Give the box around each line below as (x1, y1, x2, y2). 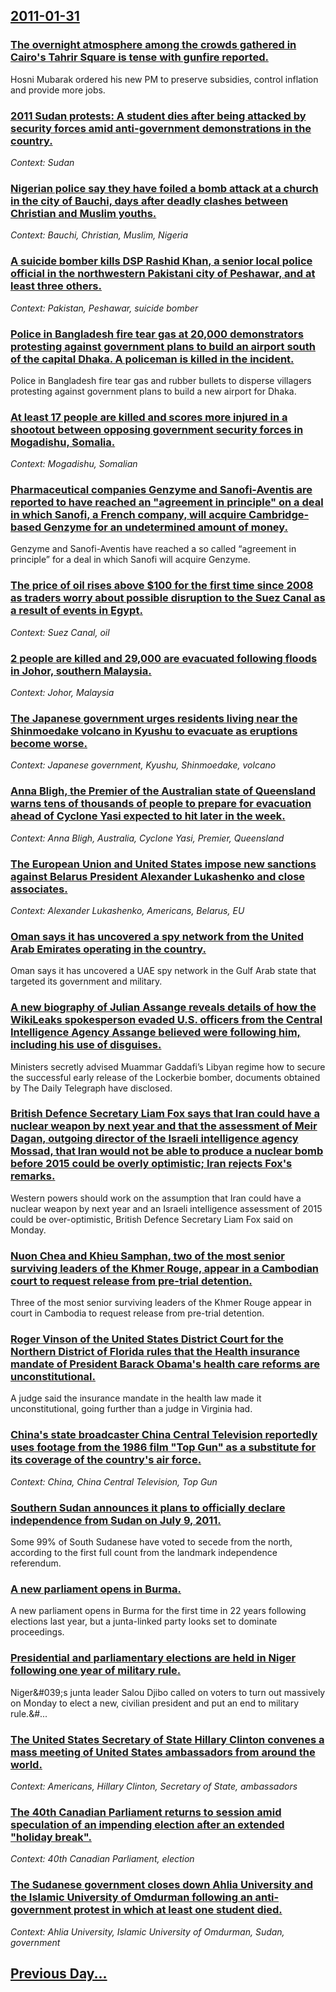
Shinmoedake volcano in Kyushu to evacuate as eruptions (10, 724, 298, 738)
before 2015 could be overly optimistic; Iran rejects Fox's (10, 1157, 293, 1171)
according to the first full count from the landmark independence (10, 1547, 278, 1559)
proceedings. (10, 1626, 65, 1638)
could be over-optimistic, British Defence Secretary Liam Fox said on (10, 1213, 294, 1225)
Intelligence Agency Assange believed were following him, (10, 1025, 302, 1039)
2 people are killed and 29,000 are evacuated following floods (10, 651, 318, 665)
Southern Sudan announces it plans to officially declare (10, 1500, 286, 1514)
